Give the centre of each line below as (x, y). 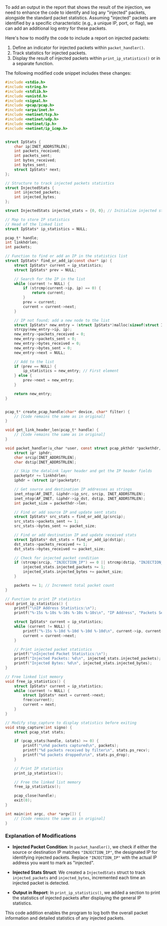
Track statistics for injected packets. (49, 53)
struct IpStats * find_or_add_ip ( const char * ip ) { (59, 261)
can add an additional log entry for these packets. (56, 28)
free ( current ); (39, 700)
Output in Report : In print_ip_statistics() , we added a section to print (86, 892)
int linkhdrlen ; (22, 243)
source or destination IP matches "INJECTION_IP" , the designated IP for (85, 852)
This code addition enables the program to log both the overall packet (77, 913)
